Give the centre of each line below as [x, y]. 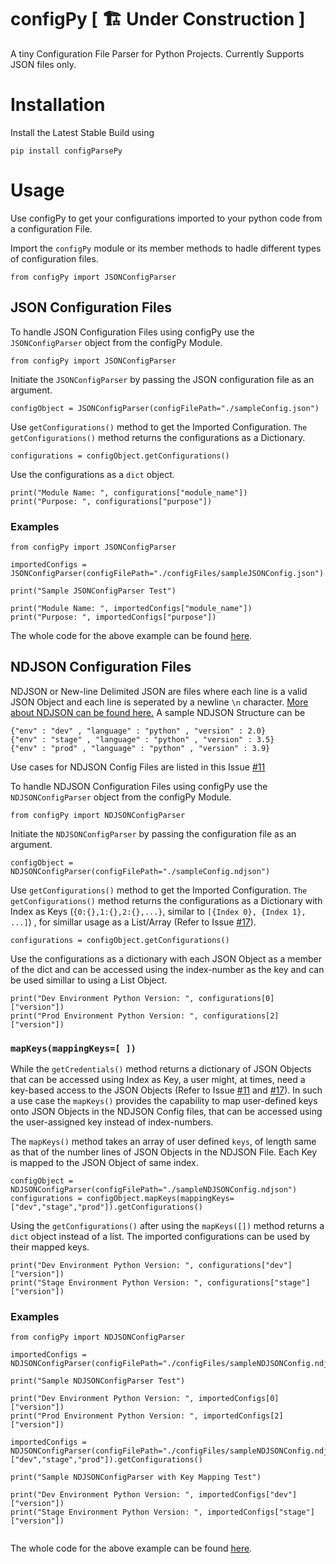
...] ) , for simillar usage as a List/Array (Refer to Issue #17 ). [133, 922]
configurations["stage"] [258, 1283]
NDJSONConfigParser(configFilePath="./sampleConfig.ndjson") [140, 871]
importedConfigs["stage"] [260, 1512]
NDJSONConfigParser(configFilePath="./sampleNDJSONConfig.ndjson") [154, 1190]
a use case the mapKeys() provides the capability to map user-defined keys [164, 1101]
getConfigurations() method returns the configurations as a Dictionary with [166, 900]
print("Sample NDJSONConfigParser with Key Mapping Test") [136, 1477]
